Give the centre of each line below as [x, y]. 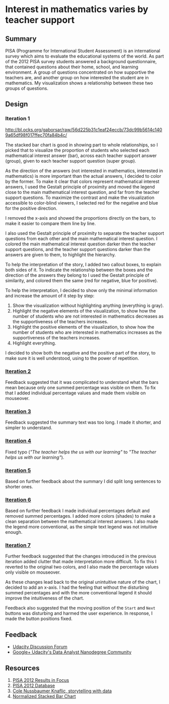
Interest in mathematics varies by [77, 9]
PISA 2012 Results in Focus [41, 680]
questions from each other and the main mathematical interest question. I [81, 238]
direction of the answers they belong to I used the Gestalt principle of [77, 275]
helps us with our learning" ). [35, 457]
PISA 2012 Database [34, 686]
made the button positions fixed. [39, 619]
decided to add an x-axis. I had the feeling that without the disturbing [77, 587]
